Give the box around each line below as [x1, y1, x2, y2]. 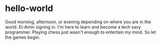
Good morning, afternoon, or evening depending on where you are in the [5, 19, 151, 25]
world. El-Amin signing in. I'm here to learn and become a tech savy [5, 24, 141, 30]
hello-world [5, 3, 54, 14]
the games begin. [5, 34, 40, 40]
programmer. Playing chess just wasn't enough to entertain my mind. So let [5, 29, 156, 35]
